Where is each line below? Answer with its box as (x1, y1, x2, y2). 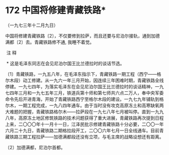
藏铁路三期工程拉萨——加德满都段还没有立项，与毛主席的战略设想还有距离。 (5, 133, 164, 139)
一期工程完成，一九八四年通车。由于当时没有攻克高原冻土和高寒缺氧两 (18, 102, 164, 108)
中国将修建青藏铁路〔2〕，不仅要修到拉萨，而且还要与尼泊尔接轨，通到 (5, 33, 151, 39)
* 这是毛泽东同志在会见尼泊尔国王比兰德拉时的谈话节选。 (6, 60, 125, 66)
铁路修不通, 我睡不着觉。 (43, 39, 95, 45)
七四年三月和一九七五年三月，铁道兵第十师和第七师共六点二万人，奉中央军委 (5, 90, 164, 96)
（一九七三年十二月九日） (5, 22, 58, 28)
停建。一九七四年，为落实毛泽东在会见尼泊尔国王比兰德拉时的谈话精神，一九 (5, 83, 164, 89)
